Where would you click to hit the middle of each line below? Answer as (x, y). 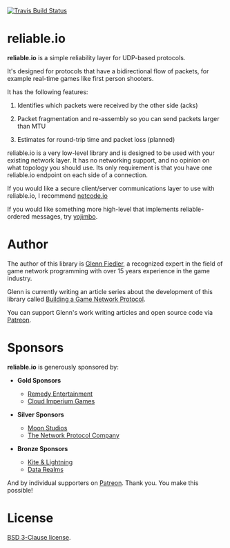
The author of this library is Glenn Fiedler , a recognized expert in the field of (115, 264)
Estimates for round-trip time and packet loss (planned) (96, 139)
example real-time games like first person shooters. (80, 78)
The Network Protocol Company (73, 435)
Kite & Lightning (50, 462)
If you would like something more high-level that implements (93, 209)
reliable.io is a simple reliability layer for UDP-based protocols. (96, 57)
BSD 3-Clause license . (39, 537)
